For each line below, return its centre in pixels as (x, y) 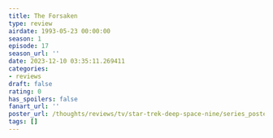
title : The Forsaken (43, 16)
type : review (30, 24)
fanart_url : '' (34, 106)
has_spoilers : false (43, 99)
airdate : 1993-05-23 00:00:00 (60, 31)
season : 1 (25, 39)
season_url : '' (34, 54)
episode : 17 (28, 46)
